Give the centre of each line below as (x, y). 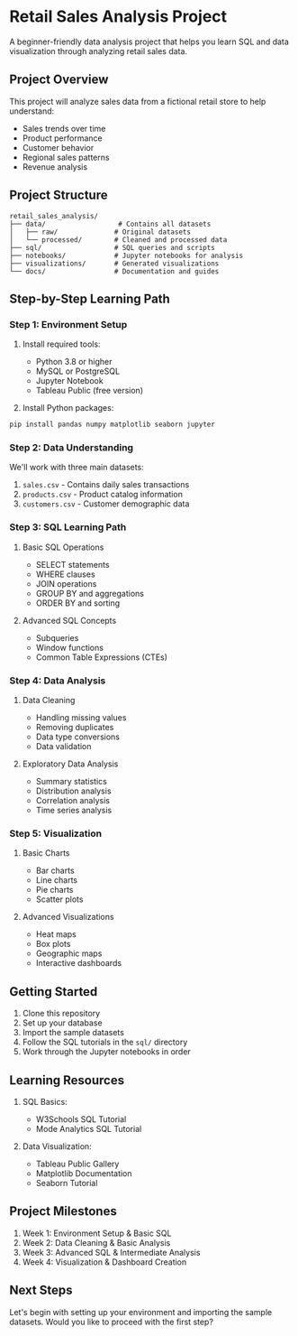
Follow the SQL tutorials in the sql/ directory (105, 1042)
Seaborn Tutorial (67, 1183)
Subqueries (57, 637)
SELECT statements (72, 564)
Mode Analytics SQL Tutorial (89, 1128)
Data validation (63, 747)
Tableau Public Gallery (77, 1164)
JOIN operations (66, 583)
